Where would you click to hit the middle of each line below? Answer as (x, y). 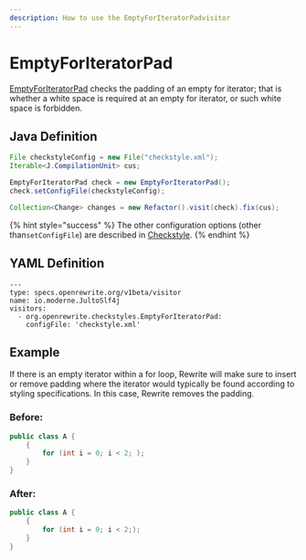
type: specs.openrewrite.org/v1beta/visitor (95, 292)
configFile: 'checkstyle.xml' (84, 324)
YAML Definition (57, 264)
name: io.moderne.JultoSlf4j (65, 301)
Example (35, 352)
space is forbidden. (46, 108)
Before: (26, 417)
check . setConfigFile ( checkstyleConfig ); (88, 191)
